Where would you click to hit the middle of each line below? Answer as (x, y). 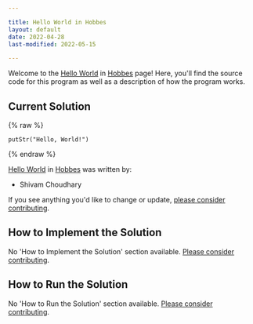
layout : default (34, 29)
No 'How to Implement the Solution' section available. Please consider (121, 251)
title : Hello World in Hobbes (58, 22)
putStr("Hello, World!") (49, 140)
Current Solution (50, 106)
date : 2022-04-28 (36, 37)
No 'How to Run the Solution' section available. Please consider (110, 304)
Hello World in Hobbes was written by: (70, 169)
